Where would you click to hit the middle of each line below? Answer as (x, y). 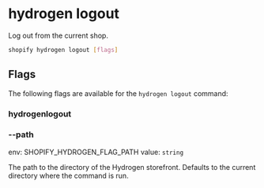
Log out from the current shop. (58, 35)
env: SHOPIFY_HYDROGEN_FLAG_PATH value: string (96, 152)
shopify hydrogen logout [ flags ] (63, 50)
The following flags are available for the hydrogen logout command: (118, 93)
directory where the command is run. (68, 175)
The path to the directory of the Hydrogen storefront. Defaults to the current (132, 167)
